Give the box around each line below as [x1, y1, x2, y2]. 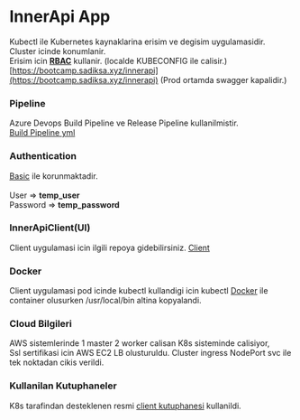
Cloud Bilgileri [9, 318, 72, 331]
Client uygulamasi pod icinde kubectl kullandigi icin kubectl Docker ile [9, 285, 268, 296]
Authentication [9, 150, 77, 163]
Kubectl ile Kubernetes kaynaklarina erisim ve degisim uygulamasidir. [9, 36, 266, 47]
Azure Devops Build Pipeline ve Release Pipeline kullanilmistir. [9, 117, 239, 128]
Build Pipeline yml [9, 127, 76, 138]
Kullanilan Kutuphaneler [9, 379, 117, 392]
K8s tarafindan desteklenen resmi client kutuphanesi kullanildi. [9, 400, 241, 411]
